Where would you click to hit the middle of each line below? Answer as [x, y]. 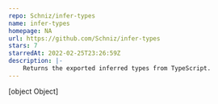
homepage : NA [30, 31]
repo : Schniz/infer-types [52, 16]
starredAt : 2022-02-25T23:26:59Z [65, 53]
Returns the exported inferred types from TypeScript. [117, 69]
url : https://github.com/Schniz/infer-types [84, 38]
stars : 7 [23, 46]
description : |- [36, 61]
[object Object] [34, 91]
